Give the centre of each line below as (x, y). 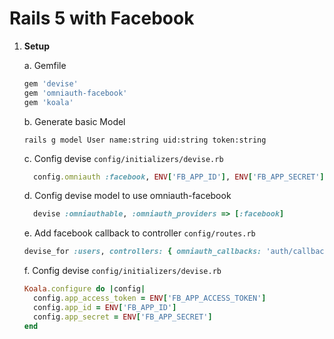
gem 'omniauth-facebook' (75, 93)
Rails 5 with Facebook (102, 18)
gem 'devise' (51, 83)
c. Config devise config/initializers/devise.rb (123, 158)
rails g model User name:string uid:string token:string (145, 140)
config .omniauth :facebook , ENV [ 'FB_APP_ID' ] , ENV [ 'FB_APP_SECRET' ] (179, 177)
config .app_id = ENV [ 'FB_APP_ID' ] (105, 307)
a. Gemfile (45, 65)
